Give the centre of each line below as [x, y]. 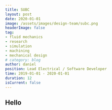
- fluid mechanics [24, 37]
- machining [17, 51]
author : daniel [21, 64]
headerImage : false [25, 28]
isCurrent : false [23, 82]
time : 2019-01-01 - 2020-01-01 [37, 74]
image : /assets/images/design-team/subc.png [52, 23]
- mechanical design [26, 55]
